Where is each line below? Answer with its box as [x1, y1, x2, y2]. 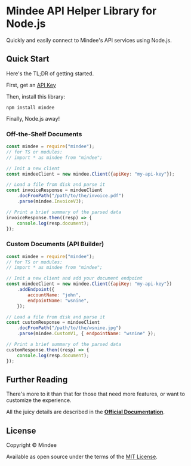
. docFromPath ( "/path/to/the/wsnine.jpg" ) [17, 325, 121, 331]
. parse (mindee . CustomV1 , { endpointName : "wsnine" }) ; [17, 330, 156, 337]
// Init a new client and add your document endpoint [6, 275, 143, 281]
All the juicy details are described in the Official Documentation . [6, 408, 165, 416]
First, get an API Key [6, 81, 57, 88]
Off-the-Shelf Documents [6, 130, 82, 138]
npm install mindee [6, 105, 55, 111]
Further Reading [6, 375, 68, 385]
